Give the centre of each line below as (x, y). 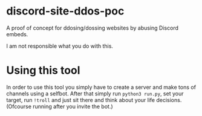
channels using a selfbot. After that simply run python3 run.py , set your (95, 93)
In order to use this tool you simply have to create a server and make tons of (101, 87)
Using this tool (43, 70)
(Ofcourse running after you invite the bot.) (60, 106)
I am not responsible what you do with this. (60, 46)
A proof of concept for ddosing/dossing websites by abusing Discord (92, 28)
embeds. (17, 34)
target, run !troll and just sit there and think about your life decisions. (94, 100)
